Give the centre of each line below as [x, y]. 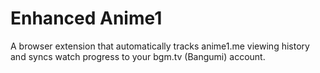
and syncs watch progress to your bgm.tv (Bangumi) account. [138, 56]
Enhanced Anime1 [86, 18]
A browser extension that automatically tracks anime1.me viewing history [160, 46]
